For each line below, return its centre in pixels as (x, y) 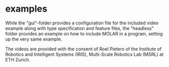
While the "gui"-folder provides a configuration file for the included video (82, 23)
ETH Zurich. (18, 59)
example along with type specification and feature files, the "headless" (80, 28)
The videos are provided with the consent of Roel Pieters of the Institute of (83, 49)
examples (26, 9)
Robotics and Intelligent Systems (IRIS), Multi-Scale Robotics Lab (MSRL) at (84, 54)
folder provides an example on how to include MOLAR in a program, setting (84, 33)
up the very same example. (34, 39)
